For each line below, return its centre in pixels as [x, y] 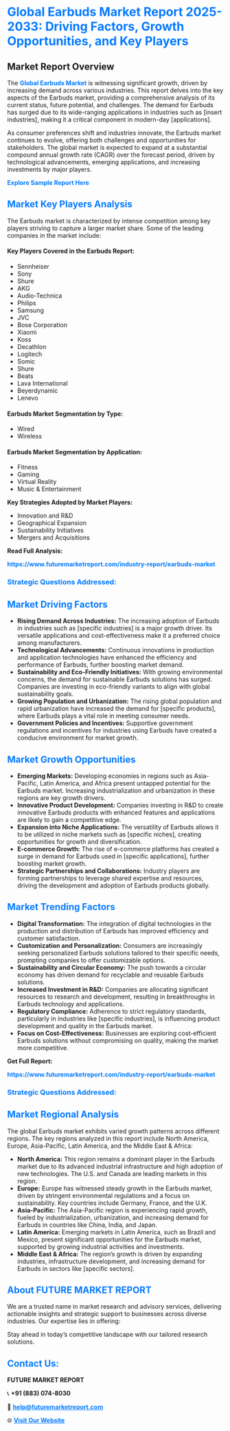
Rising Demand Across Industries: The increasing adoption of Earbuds [118, 621]
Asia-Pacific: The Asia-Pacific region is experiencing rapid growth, [112, 1210]
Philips [26, 303]
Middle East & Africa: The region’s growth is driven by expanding [110, 1254]
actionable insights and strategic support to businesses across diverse [107, 1314]
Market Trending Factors [61, 907]
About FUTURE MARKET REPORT [80, 1290]
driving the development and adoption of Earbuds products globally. [114, 885]
